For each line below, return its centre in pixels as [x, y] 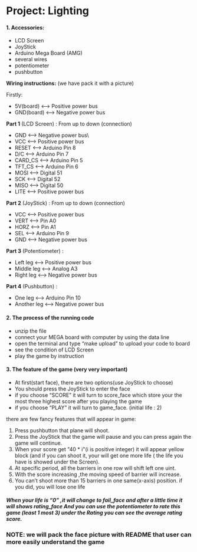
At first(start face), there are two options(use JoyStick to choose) [94, 382]
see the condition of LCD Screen [54, 350]
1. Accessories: [25, 27]
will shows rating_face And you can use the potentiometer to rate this [93, 507]
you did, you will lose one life [50, 487]
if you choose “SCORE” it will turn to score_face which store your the [98, 395]
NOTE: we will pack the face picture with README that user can [99, 534]
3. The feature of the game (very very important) [67, 369]
